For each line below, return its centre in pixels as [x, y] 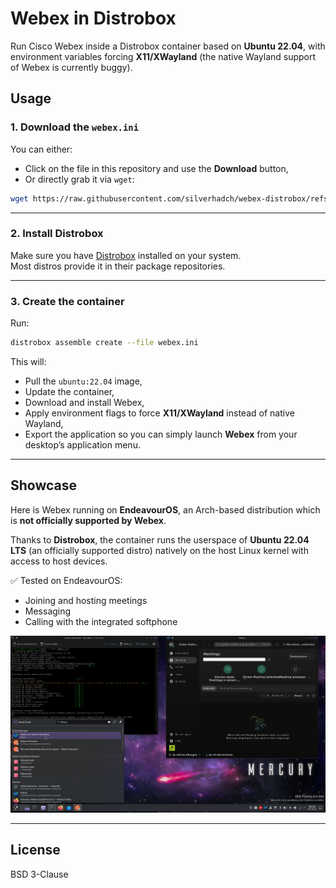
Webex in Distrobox [93, 18]
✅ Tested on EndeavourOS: [66, 580]
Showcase [44, 485]
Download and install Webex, [84, 402]
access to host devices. [59, 561]
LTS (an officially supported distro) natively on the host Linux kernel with [159, 550]
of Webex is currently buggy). [71, 67]
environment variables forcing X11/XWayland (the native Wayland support [163, 56]
